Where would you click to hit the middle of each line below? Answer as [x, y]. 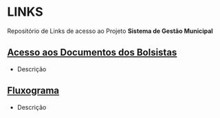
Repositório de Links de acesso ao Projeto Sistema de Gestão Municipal [110, 31]
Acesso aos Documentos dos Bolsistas [92, 52]
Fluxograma [33, 91]
